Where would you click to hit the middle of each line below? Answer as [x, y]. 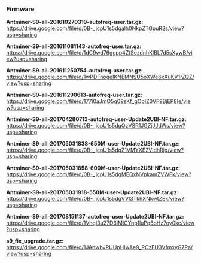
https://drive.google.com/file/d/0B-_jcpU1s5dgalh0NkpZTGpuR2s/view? [95, 28]
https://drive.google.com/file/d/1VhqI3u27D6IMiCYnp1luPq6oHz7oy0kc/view [100, 223]
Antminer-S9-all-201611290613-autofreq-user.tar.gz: [74, 95]
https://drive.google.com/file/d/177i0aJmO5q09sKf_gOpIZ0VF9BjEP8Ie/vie [98, 101]
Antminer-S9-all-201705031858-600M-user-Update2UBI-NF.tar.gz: [93, 168]
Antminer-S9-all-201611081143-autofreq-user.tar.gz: [74, 46]
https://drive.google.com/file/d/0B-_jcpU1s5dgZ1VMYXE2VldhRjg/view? [95, 150]
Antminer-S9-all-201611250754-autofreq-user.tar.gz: [75, 71]
